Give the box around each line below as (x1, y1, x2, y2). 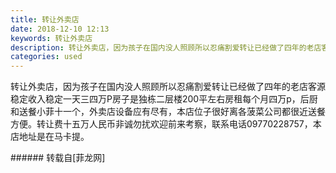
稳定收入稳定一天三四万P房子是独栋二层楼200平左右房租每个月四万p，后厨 (10, 93, 318, 105)
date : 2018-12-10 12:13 (10, 24, 110, 34)
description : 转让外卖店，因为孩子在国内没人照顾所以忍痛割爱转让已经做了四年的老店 (10, 42, 322, 53)
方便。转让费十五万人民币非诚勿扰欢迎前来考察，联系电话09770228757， (10, 118, 313, 130)
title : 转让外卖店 (10, 14, 80, 25)
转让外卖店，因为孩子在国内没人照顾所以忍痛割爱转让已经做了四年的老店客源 (10, 81, 326, 93)
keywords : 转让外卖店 (10, 33, 93, 43)
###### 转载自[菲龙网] (10, 152, 106, 164)
